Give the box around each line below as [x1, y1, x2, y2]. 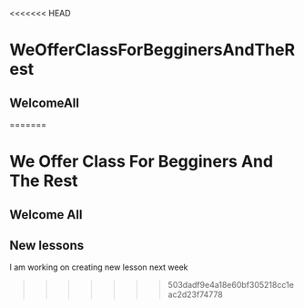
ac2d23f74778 [167, 289, 223, 300]
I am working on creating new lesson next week [9, 262, 188, 272]
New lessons [9, 237, 85, 253]
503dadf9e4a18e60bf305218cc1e [167, 280, 294, 291]
